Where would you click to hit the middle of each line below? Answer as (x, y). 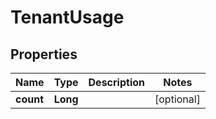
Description (116, 82)
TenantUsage (67, 17)
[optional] (177, 99)
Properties (44, 54)
